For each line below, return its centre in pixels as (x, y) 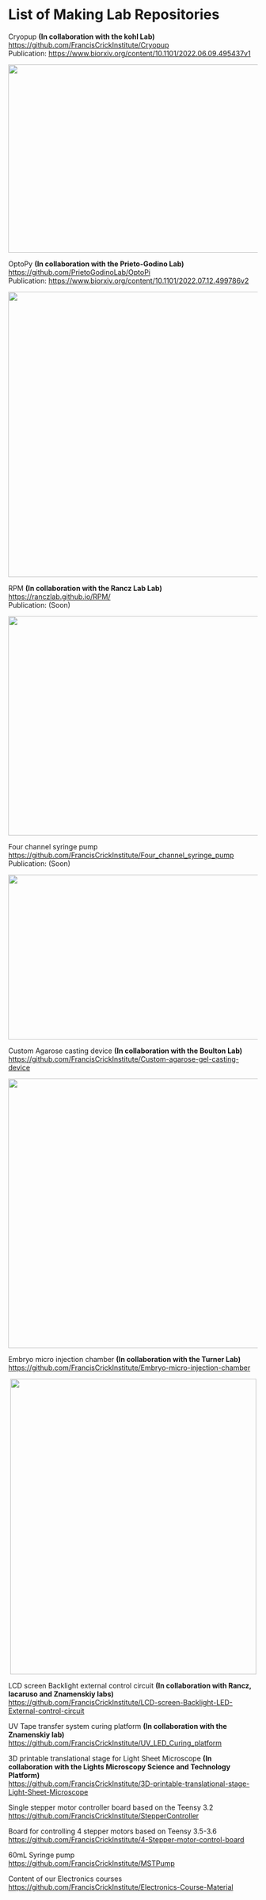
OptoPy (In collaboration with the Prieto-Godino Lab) (96, 264)
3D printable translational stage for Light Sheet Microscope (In (110, 1758)
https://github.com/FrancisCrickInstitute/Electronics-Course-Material (121, 1887)
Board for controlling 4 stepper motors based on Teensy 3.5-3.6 (113, 1831)
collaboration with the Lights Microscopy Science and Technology (120, 1766)
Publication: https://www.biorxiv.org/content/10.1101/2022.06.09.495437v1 (129, 53)
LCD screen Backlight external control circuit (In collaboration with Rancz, (130, 1685)
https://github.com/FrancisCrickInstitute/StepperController (104, 1815)
